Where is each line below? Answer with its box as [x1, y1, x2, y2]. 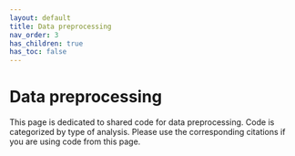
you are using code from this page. [9, 136, 141, 147]
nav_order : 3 [9, 30, 59, 39]
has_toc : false [9, 47, 67, 57]
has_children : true [9, 38, 84, 48]
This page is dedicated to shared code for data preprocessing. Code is [9, 117, 275, 128]
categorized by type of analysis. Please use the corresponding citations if [9, 127, 286, 138]
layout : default [9, 13, 71, 23]
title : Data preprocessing [9, 22, 112, 31]
